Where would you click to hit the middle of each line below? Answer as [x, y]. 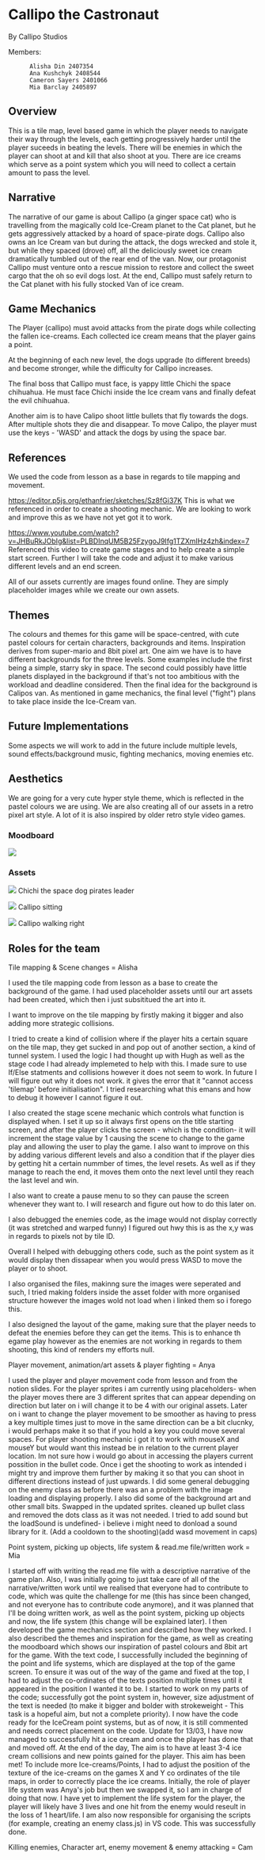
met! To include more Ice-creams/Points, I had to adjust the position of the [129, 1765]
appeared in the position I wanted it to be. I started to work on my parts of [129, 1689]
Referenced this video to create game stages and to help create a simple [127, 550]
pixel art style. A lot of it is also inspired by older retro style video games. [127, 814]
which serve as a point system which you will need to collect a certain [122, 164]
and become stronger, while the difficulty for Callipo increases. [111, 368]
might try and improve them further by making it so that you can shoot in [127, 1473]
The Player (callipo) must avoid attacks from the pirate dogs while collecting [132, 328]
